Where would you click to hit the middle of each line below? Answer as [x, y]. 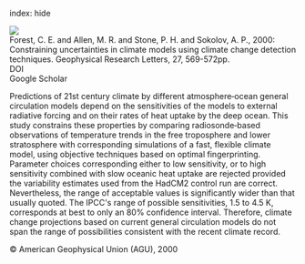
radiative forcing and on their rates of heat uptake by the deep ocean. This [149, 116]
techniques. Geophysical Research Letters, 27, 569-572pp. [120, 59]
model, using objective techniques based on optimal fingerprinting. [135, 154]
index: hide [30, 13]
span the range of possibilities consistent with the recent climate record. [145, 232]
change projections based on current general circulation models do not [143, 222]
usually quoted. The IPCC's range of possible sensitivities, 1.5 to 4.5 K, [142, 203]
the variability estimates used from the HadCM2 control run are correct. [144, 183]
